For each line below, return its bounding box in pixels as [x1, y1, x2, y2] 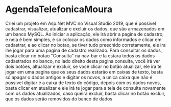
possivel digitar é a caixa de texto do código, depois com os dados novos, [5, 80, 161, 86]
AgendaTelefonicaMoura [5, 4, 113, 15]
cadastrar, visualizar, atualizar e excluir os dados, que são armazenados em [5, 25, 165, 31]
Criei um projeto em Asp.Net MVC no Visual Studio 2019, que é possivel [5, 20, 156, 26]
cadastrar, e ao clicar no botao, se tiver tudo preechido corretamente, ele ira [5, 42, 166, 48]
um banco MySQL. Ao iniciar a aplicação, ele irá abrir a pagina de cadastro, [5, 31, 164, 37]
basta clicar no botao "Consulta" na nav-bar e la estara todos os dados [5, 52, 155, 59]
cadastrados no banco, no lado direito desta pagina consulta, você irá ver [5, 58, 160, 64]
